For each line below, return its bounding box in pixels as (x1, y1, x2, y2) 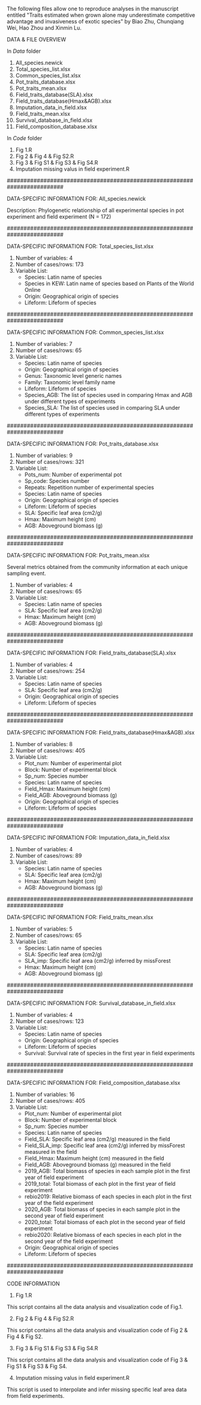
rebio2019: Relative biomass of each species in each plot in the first (24, 1193, 192, 1200)
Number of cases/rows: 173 (15, 261, 84, 268)
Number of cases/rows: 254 (15, 667, 86, 675)
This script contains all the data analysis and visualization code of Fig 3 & (7, 1356, 188, 1363)
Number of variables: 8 (15, 741, 73, 747)
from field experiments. (7, 1392, 65, 1399)
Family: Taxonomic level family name (24, 378, 116, 386)
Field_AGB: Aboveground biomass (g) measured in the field (24, 1161, 171, 1168)
